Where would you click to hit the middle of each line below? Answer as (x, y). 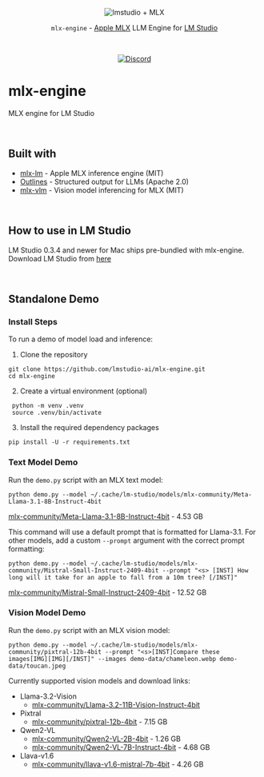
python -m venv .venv (48, 406)
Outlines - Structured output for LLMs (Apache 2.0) (104, 181)
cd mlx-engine (32, 377)
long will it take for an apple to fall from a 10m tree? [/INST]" (123, 577)
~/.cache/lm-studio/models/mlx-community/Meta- (171, 494)
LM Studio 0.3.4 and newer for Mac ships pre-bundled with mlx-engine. (126, 250)
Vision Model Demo (47, 613)
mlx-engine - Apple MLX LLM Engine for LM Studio (134, 28)
